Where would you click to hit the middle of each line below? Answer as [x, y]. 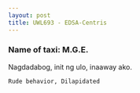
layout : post [29, 15]
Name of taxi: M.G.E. [48, 50]
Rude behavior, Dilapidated [54, 81]
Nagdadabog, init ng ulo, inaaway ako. [70, 66]
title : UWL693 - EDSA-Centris [58, 23]
